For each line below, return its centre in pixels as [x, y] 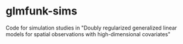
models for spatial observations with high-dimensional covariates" [88, 34]
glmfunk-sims [42, 11]
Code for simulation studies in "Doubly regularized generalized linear [91, 28]
